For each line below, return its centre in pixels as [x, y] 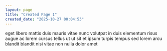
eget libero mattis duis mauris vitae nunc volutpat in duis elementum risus [81, 33]
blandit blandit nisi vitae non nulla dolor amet [51, 44]
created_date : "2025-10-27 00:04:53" [45, 19]
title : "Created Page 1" [31, 14]
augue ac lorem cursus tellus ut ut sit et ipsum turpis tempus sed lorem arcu [84, 38]
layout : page [19, 10]
